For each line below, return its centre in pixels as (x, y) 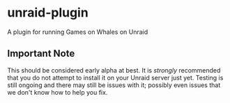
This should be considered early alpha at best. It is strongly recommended (114, 70)
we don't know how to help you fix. (58, 92)
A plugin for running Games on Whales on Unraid (78, 32)
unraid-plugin (48, 13)
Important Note (41, 54)
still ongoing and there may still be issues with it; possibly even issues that (114, 85)
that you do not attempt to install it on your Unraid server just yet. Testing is (115, 77)
